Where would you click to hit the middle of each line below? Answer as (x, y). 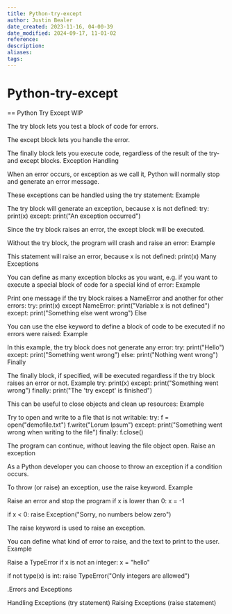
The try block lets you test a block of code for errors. (83, 126)
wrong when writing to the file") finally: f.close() (75, 432)
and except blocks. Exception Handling (63, 160)
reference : (23, 40)
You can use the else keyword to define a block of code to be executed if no (116, 326)
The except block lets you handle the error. (69, 139)
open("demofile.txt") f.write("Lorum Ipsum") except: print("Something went (115, 425)
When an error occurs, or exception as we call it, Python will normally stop (114, 174)
